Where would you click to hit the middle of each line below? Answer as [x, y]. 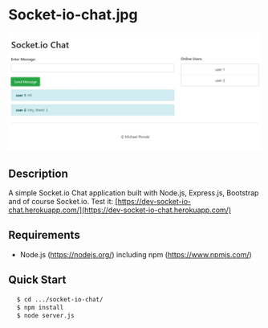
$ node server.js [45, 315]
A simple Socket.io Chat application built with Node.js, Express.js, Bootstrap [134, 193]
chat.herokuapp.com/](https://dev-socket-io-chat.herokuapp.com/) [120, 210]
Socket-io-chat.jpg [73, 15]
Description [38, 173]
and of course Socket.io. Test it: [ [63, 202]
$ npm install [40, 307]
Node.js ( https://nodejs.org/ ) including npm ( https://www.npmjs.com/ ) [136, 254]
